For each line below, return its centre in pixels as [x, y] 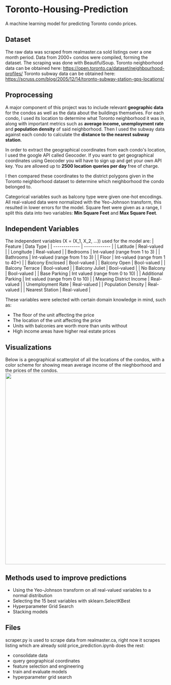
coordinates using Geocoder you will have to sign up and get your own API [83, 160]
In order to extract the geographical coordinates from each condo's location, [85, 149]
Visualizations [28, 347]
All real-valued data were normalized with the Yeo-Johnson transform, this [83, 202]
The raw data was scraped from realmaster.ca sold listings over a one [78, 52]
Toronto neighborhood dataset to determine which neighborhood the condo [85, 181]
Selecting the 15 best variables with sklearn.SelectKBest [72, 601]
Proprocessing [29, 95]
